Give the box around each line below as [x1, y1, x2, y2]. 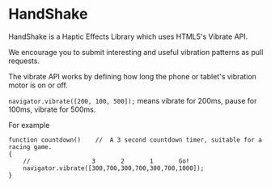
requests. [8, 56, 40, 66]
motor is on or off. [8, 80, 69, 90]
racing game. [8, 142, 53, 151]
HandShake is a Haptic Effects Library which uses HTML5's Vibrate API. [8, 32, 248, 41]
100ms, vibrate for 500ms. [8, 104, 96, 114]
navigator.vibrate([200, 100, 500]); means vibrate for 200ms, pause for [8, 96, 257, 105]
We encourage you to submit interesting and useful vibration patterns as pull [8, 47, 264, 57]
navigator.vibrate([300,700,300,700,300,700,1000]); [23, 164, 205, 172]
